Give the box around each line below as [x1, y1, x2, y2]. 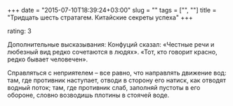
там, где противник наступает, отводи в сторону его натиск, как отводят [7, 76, 227, 84]
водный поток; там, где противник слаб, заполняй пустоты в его [7, 84, 201, 91]
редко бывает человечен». [7, 55, 88, 63]
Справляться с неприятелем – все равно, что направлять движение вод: [7, 69, 227, 77]
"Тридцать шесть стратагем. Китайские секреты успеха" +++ [7, 13, 193, 22]
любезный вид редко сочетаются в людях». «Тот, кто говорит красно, [7, 48, 218, 56]
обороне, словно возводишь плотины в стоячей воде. [7, 91, 170, 99]
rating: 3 [7, 27, 32, 35]
